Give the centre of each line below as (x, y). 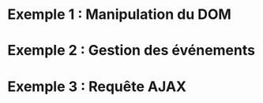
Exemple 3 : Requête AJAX (97, 86)
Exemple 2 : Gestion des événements (131, 51)
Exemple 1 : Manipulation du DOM (120, 15)
